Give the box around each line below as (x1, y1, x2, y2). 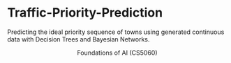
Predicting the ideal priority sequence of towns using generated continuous (7, 28, 225, 36)
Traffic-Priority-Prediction (7, 5, 163, 21)
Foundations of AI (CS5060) (77, 48, 158, 57)
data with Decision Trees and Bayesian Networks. (7, 35, 150, 43)
